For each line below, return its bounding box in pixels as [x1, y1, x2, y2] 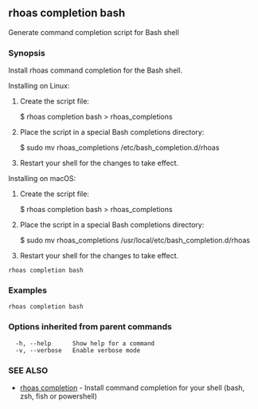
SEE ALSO [8, 364, 49, 376]
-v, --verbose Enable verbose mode [15, 346, 141, 354]
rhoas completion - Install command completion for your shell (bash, [19, 383, 245, 392]
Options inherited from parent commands [8, 321, 173, 332]
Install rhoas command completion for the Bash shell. [8, 65, 183, 75]
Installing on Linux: [8, 81, 70, 91]
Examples [8, 285, 48, 296]
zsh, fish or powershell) [19, 391, 98, 401]
